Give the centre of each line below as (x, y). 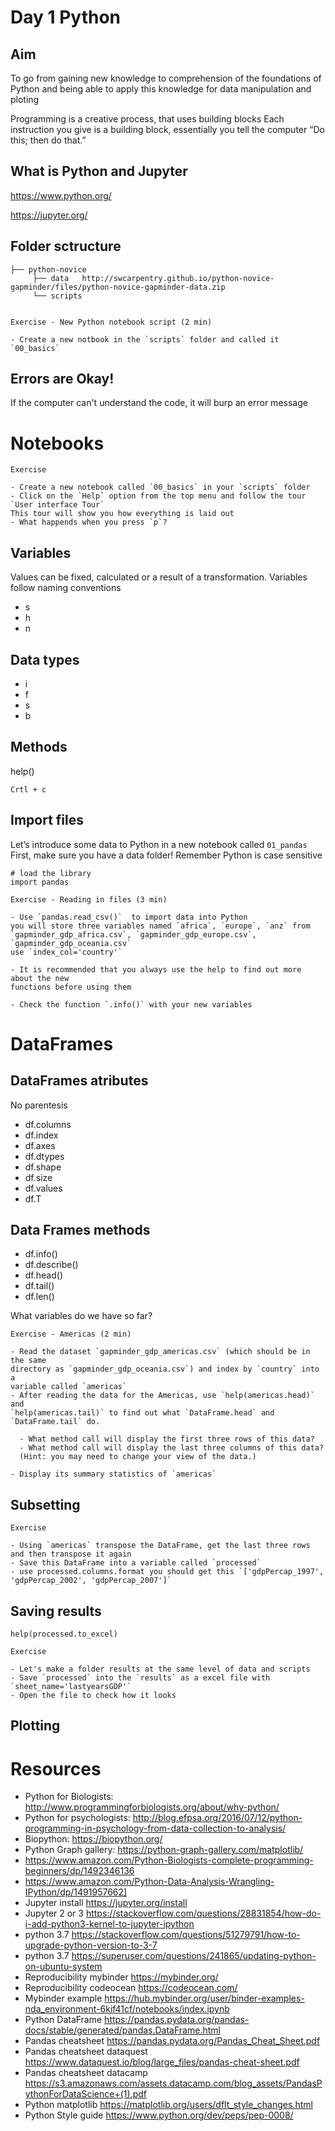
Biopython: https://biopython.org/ (93, 1839)
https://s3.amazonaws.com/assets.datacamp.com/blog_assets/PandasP (173, 2083)
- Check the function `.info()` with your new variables (131, 1004)
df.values (43, 1188)
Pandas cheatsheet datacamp (86, 2073)
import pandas (40, 882)
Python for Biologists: (69, 1797)
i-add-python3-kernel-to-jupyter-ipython (109, 1924)
